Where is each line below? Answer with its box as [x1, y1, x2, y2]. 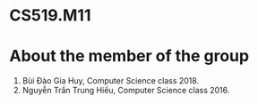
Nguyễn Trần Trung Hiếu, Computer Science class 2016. [21, 85, 230, 96]
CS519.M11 [9, 5, 91, 26]
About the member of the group [9, 46, 249, 67]
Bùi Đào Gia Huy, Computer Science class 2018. [21, 76, 200, 86]
